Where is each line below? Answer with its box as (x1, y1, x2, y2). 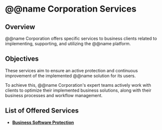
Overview (5, 23, 36, 31)
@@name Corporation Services (5, 3, 137, 15)
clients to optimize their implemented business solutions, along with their (5, 87, 152, 93)
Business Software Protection (12, 119, 74, 125)
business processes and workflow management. (5, 92, 103, 98)
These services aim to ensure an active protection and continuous (5, 67, 138, 73)
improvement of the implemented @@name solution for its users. (5, 73, 136, 79)
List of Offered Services (5, 107, 79, 115)
